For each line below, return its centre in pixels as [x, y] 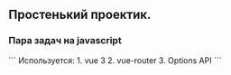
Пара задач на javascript [65, 41]
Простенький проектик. [80, 15]
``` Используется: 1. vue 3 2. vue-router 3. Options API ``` [115, 60]
